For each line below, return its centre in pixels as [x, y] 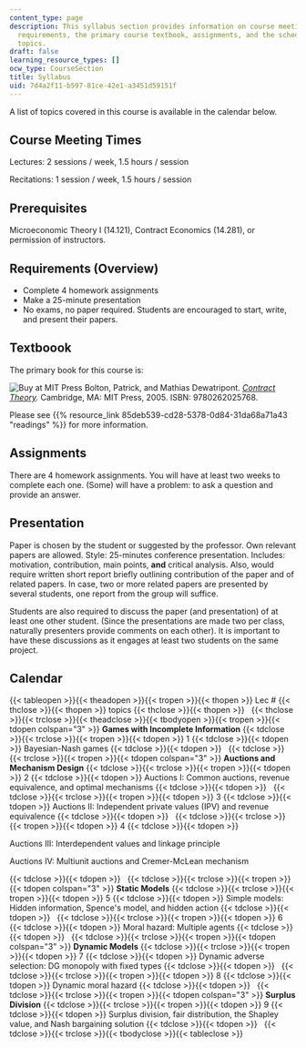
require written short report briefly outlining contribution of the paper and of [152, 574]
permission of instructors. [58, 240]
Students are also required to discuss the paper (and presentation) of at [144, 611]
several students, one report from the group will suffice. [114, 594]
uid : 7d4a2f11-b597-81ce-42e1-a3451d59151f [93, 86]
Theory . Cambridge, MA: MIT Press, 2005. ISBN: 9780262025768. [134, 397]
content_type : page [46, 18]
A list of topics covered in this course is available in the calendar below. [143, 111]
